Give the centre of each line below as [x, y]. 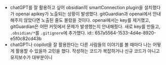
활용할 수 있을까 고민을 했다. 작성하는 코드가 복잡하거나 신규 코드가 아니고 [88, 51]
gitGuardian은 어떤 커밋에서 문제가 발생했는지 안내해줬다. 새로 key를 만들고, [85, 26]
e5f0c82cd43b [26, 39]
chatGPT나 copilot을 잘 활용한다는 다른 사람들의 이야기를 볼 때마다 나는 [81, 44]
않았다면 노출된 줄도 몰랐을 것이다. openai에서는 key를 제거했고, [87, 20]
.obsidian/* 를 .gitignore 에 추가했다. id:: [52, 33]
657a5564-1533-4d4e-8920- [126, 33]
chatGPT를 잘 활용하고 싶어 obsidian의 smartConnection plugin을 [76, 7]
